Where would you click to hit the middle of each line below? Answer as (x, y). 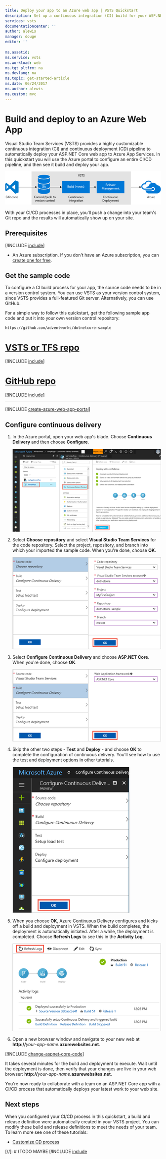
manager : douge (21, 37)
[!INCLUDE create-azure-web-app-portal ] (48, 409)
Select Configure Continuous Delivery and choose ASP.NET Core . (81, 657)
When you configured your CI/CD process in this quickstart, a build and (78, 1116)
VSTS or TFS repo (42, 347)
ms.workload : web (23, 63)
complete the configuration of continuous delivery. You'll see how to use (86, 754)
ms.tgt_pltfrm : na (24, 68)
